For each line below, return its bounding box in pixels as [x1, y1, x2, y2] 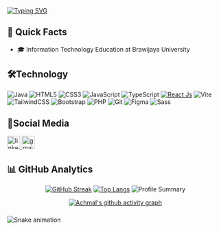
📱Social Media [7, 118, 70, 129]
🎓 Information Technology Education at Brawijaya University [16, 45, 190, 53]
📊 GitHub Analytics [7, 163, 93, 175]
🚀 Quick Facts [7, 26, 67, 38]
